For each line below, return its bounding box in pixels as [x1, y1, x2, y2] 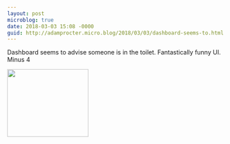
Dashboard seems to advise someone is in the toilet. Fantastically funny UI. [7, 48, 221, 56]
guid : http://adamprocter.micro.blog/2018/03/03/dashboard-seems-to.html [7, 29, 224, 37]
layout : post [7, 10, 45, 17]
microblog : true [7, 17, 54, 23]
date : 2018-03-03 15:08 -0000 [7, 23, 95, 30]
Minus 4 [7, 56, 30, 64]
